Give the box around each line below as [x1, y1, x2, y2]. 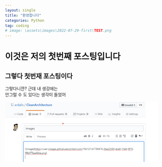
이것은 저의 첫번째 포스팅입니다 [5, 51, 121, 62]
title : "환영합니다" [5, 13, 42, 18]
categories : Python [5, 18, 45, 23]
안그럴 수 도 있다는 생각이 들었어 [5, 92, 66, 98]
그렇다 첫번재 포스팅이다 [5, 72, 73, 80]
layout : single [5, 8, 36, 13]
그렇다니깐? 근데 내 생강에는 [5, 86, 58, 91]
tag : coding [5, 23, 29, 28]
